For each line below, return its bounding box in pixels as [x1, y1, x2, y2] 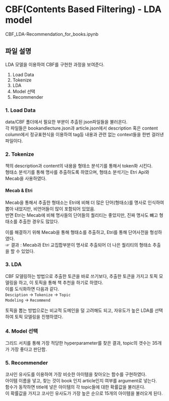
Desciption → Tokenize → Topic [5, 291, 71, 297]
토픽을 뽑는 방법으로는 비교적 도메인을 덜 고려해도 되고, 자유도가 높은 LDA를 [5, 307, 154, 313]
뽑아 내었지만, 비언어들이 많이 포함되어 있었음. [5, 206, 96, 212]
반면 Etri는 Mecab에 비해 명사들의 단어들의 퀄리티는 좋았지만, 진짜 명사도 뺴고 [5, 212, 158, 218]
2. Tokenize [5, 150, 34, 157]
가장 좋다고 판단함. [10, 346, 47, 352]
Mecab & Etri [5, 187, 33, 193]
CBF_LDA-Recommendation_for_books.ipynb [5, 31, 99, 37]
